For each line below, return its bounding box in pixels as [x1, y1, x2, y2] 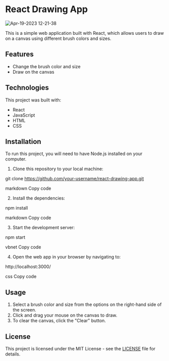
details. [5, 351, 21, 357]
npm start [5, 234, 26, 240]
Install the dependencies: [12, 195, 66, 201]
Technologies [5, 83, 49, 92]
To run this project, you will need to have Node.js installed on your [5, 150, 143, 157]
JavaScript [12, 112, 35, 118]
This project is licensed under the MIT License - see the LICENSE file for [5, 346, 155, 351]
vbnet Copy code [5, 244, 41, 250]
